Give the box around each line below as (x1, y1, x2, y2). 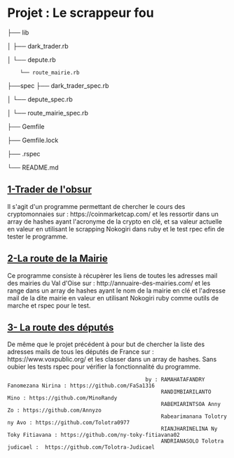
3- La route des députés (7, 322, 114, 333)
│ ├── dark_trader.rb (7, 42, 69, 50)
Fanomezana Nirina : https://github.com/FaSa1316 (7, 382, 156, 390)
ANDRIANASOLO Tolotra (160, 438, 224, 445)
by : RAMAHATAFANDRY (145, 376, 205, 383)
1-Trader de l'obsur (7, 184, 92, 196)
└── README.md (7, 163, 59, 172)
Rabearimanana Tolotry (160, 413, 228, 420)
